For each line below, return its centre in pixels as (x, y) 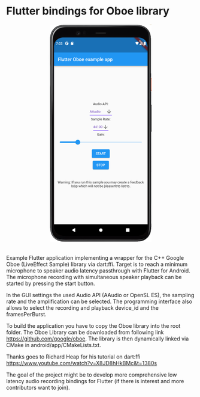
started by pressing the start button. (51, 283)
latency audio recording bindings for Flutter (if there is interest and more (95, 381)
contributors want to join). (38, 387)
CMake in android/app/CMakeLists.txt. (54, 345)
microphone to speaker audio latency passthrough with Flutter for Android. (98, 270)
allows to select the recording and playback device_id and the (82, 307)
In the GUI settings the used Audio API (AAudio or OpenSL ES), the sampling (100, 295)
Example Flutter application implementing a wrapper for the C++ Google (95, 257)
